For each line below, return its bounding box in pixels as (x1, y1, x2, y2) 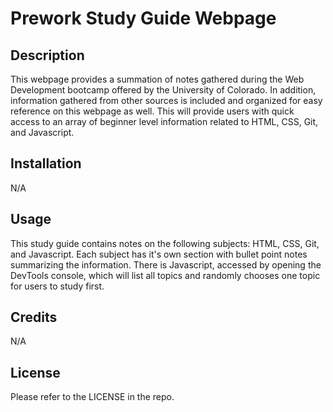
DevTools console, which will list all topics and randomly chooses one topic (10, 269, 321, 281)
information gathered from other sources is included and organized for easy (10, 95, 323, 106)
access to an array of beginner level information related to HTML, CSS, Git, (10, 116, 319, 127)
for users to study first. (10, 280, 105, 292)
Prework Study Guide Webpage (10, 7, 277, 30)
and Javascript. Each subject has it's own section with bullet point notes (10, 248, 308, 260)
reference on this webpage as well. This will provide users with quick (10, 105, 295, 117)
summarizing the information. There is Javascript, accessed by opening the (10, 258, 322, 271)
